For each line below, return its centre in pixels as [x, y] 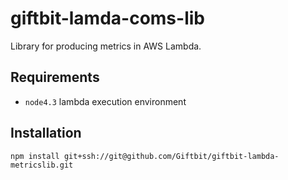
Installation [46, 133]
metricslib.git [42, 165]
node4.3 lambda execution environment [105, 101]
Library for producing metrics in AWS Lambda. [106, 46]
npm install [35, 156]
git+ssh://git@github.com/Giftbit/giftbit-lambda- [171, 156]
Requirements [55, 77]
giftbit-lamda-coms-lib [107, 18]
